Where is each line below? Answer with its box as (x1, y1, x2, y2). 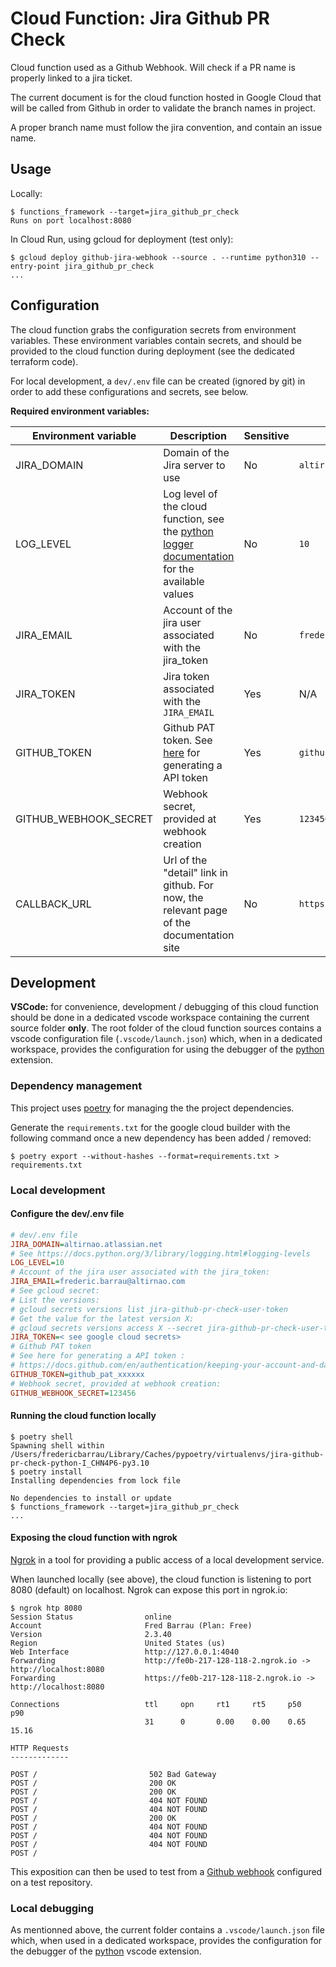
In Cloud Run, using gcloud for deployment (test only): (10, 233, 234, 245)
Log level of (163, 487, 218, 501)
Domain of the (163, 445, 230, 459)
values (163, 587, 195, 601)
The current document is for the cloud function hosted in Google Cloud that (10, 91, 322, 103)
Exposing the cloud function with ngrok (10, 1532, 178, 1544)
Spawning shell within (10, 1440, 105, 1451)
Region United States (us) (10, 1638, 226, 1648)
